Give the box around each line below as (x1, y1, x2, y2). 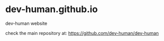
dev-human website (5, 20, 48, 26)
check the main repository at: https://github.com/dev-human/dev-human (5, 30, 159, 36)
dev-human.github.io (5, 4, 98, 15)
